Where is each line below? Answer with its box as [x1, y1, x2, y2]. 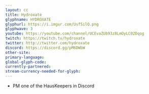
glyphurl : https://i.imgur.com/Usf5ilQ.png [5, 21, 99, 27]
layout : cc [5, 7, 28, 13]
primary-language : [5, 54, 44, 60]
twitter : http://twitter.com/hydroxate [5, 41, 90, 46]
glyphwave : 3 [5, 26, 33, 32]
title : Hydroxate [5, 12, 42, 17]
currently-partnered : [5, 64, 51, 69]
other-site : [5, 50, 31, 55]
